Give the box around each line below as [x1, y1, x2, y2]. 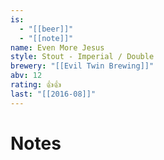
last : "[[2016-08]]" [10, 89, 97, 99]
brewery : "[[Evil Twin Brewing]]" [10, 61, 155, 71]
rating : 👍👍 [10, 80, 62, 90]
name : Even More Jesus [10, 42, 105, 53]
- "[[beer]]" [19, 24, 74, 34]
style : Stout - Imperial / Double [10, 52, 155, 62]
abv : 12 [10, 71, 43, 81]
